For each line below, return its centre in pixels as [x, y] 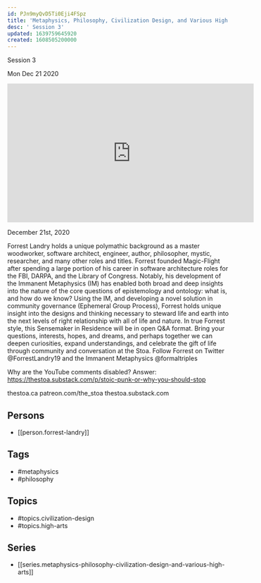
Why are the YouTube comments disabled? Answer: [82, 372]
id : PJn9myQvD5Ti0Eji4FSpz [47, 14]
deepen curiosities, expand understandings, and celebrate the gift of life [112, 343]
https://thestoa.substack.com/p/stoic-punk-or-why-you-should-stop [107, 380]
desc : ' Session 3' [36, 27]
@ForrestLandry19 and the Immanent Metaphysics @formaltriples [103, 358]
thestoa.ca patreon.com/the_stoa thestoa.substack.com [88, 393]
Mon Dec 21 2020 [33, 74]
